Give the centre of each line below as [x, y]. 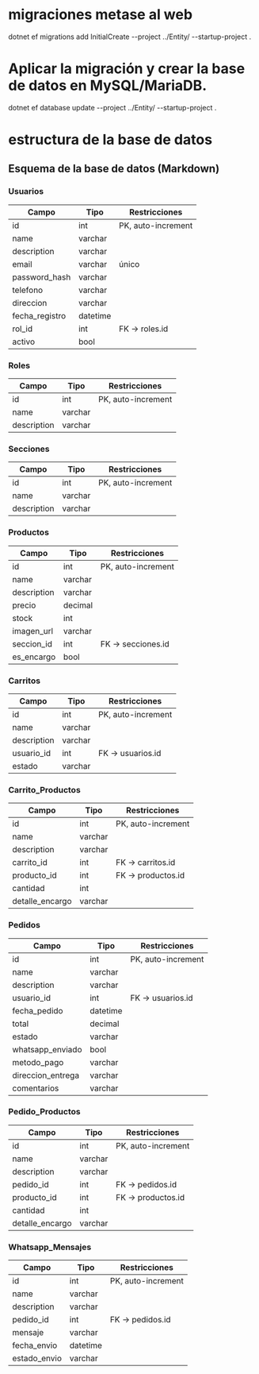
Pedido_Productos [44, 1112]
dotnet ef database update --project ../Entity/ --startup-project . [112, 107]
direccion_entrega [46, 1075]
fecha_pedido [38, 1010]
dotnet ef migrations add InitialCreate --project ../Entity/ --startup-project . [130, 37]
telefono [28, 290]
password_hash [42, 277]
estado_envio [37, 1358]
